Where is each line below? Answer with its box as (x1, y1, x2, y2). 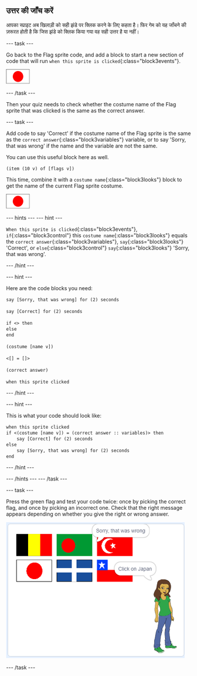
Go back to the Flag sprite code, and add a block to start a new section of (6, 51, 184, 58)
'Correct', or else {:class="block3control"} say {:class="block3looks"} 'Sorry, (6, 244, 189, 251)
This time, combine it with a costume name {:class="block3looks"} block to (6, 176, 182, 183)
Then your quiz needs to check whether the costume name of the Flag (6, 100, 176, 107)
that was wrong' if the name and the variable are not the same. (6, 142, 158, 149)
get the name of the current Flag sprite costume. (6, 182, 124, 189)
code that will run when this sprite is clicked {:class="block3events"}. (6, 57, 181, 65)
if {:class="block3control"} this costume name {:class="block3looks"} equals (6, 231, 188, 238)
